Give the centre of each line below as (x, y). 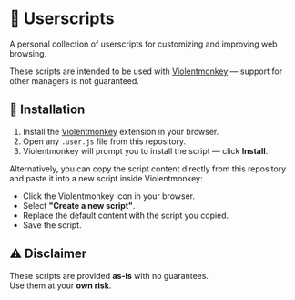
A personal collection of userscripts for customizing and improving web (143, 44)
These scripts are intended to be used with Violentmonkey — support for (146, 71)
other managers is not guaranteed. (74, 80)
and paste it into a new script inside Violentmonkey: (106, 178)
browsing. (28, 53)
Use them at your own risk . (61, 285)
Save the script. (52, 225)
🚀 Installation (47, 110)
